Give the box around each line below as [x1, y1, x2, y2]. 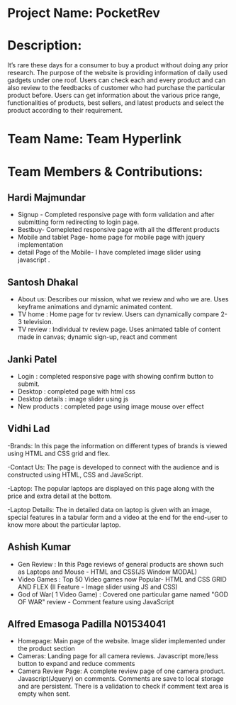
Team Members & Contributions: [7, 163, 203, 179]
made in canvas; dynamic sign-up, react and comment [17, 333, 177, 341]
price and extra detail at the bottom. [7, 492, 112, 500]
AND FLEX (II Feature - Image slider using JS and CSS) [17, 582, 179, 591]
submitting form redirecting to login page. [17, 218, 140, 226]
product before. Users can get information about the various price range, [7, 91, 221, 100]
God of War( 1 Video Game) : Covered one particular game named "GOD [17, 590, 229, 599]
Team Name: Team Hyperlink [7, 131, 182, 147]
